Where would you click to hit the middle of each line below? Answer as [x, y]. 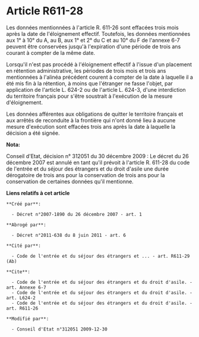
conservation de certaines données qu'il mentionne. [70, 181]
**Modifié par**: [28, 319]
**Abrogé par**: [26, 225]
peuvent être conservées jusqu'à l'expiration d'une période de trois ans [94, 47]
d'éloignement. [25, 102]
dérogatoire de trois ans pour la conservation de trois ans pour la [86, 175]
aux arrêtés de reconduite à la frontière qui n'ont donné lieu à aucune [91, 120]
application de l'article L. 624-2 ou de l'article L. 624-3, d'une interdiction [96, 89]
